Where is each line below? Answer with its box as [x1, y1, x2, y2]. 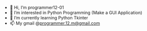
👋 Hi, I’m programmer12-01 [9, 5, 64, 10]
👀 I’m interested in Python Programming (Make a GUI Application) [9, 10, 143, 15]
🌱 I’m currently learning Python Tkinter [9, 15, 88, 20]
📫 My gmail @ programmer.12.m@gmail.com [9, 20, 100, 26]
